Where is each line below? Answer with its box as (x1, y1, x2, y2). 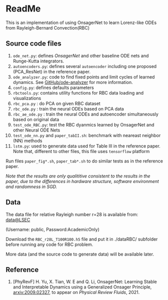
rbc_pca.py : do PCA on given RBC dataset (12, 100, 100, 106)
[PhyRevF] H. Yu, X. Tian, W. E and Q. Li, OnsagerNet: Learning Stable (12, 278, 157, 285)
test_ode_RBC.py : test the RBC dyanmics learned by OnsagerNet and (12, 121, 154, 127)
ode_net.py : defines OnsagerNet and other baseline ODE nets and (12, 52, 149, 58)
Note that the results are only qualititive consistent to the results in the (5, 173, 150, 179)
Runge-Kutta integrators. (12, 58, 64, 64)
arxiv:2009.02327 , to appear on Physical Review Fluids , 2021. (12, 289, 140, 295)
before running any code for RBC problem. (5, 241, 93, 247)
